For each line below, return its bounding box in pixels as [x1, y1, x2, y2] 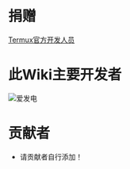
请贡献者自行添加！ [19, 152, 83, 161]
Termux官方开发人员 [8, 35, 75, 44]
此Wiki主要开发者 [8, 66, 122, 84]
